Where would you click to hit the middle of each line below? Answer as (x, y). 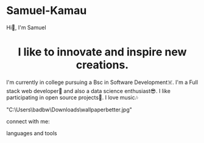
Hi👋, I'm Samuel (26, 27)
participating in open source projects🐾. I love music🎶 (72, 97)
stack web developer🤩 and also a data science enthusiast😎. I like (88, 91)
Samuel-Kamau (47, 11)
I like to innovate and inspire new (102, 52)
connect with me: (28, 121)
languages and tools (32, 133)
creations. (102, 65)
